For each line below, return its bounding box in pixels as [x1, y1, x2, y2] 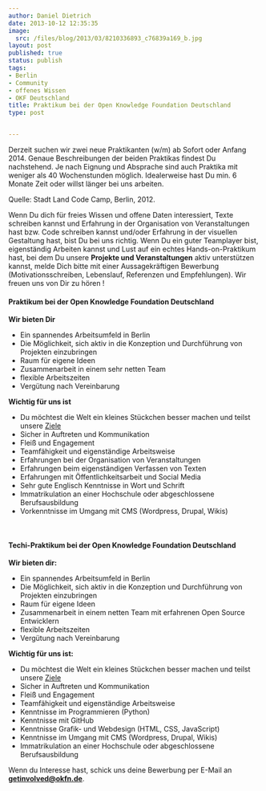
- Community [8, 79, 48, 87]
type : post [8, 109, 45, 117]
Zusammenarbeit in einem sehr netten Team [19, 365, 167, 374]
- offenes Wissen [8, 86, 66, 95]
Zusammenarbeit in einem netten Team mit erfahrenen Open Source [19, 608, 246, 618]
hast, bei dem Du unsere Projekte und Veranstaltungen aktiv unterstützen [8, 253, 255, 262]
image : [8, 27, 30, 35]
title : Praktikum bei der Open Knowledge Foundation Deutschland [8, 101, 231, 109]
